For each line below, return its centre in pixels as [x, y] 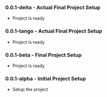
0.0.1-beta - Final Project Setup [44, 55]
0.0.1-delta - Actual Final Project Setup [53, 7]
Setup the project [30, 90]
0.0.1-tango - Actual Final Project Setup [54, 31]
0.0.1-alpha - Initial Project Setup [46, 79]
